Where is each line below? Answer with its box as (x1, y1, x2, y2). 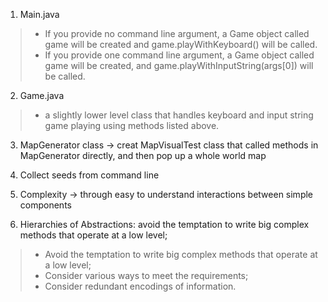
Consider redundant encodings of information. (44, 280, 237, 292)
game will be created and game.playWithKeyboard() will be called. (44, 39, 318, 50)
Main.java (19, 9, 60, 20)
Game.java (19, 90, 65, 101)
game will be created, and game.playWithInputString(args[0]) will (44, 60, 314, 71)
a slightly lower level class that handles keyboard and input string (44, 109, 314, 121)
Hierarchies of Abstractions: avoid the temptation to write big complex (19, 219, 310, 230)
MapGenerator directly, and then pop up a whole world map (19, 150, 267, 161)
